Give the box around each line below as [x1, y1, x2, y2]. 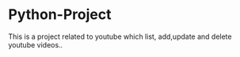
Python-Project [8, 6, 112, 24]
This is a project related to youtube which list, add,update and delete [8, 32, 232, 41]
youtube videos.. [8, 40, 63, 49]
